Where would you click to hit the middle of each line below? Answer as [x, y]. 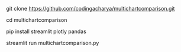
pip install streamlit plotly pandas [46, 31]
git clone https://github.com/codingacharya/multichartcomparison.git [90, 9]
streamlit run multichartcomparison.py [53, 43]
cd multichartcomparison [37, 20]
